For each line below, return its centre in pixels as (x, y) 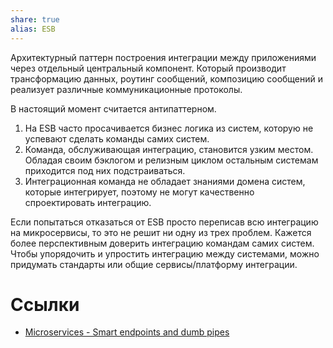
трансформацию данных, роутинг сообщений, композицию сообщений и (167, 78)
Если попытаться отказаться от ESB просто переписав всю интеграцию (164, 222)
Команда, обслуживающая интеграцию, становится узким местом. (169, 149)
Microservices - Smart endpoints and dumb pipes (127, 332)
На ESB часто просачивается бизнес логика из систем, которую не (169, 128)
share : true (35, 19)
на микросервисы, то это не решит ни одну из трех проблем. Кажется (161, 232)
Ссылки (45, 304)
